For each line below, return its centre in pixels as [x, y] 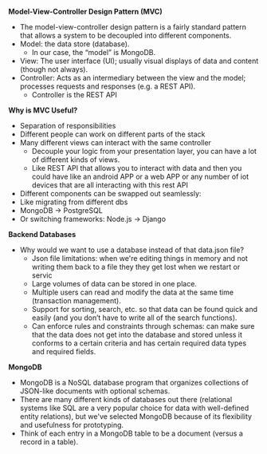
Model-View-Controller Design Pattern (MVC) [85, 12]
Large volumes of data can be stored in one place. [114, 284]
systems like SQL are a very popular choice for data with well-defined [134, 408]
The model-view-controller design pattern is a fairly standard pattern [133, 27]
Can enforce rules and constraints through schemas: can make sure [143, 326]
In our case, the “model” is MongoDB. [94, 52]
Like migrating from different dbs [74, 202]
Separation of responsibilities [68, 126]
